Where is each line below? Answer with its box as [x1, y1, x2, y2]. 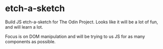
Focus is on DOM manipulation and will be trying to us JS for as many [5, 33, 145, 39]
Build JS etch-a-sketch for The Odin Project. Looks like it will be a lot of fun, [5, 19, 158, 25]
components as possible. [5, 38, 56, 44]
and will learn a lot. [5, 24, 43, 30]
